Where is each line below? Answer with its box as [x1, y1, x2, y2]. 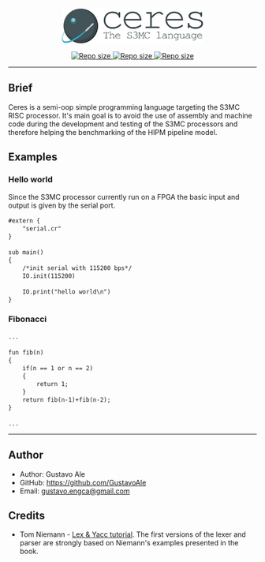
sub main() [8, 248, 44, 257]
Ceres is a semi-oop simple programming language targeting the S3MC [8, 102, 241, 111]
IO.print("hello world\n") [22, 287, 111, 296]
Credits [8, 509, 46, 522]
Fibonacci [8, 313, 47, 324]
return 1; [36, 380, 69, 388]
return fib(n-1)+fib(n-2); [22, 395, 111, 403]
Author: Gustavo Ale [19, 469, 85, 478]
